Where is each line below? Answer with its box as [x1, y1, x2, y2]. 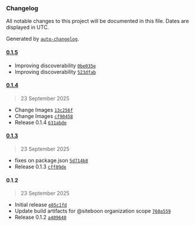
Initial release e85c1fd [14, 201, 67, 208]
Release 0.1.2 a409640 [14, 214, 67, 221]
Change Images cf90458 [14, 112, 74, 119]
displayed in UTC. [6, 24, 49, 31]
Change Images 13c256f [14, 106, 74, 113]
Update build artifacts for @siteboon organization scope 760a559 [14, 208, 171, 215]
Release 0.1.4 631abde [14, 119, 67, 126]
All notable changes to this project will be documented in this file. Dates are [6, 18, 190, 25]
